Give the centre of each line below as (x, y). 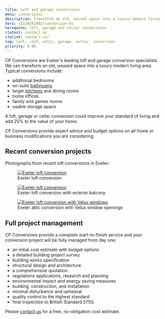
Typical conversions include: (34, 71)
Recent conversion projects (48, 151)
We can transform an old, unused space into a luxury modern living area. (79, 65)
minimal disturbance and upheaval (47, 291)
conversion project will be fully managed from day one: (61, 240)
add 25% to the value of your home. (41, 121)
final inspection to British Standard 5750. (53, 302)
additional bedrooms (33, 80)
